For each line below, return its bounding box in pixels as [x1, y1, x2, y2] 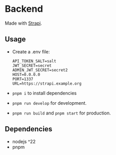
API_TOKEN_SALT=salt [12, 59, 56, 64]
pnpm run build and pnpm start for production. [12, 110, 111, 116]
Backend [5, 3, 43, 15]
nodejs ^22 [12, 138, 36, 144]
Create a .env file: [12, 48, 50, 54]
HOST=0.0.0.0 [12, 72, 41, 77]
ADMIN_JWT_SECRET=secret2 [12, 67, 68, 72]
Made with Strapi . [5, 20, 42, 26]
